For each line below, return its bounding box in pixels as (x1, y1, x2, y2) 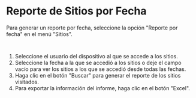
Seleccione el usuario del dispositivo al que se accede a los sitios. (14, 52, 178, 60)
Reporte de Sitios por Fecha (6, 4, 147, 18)
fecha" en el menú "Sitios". (6, 30, 73, 37)
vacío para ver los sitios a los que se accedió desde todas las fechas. (14, 65, 186, 73)
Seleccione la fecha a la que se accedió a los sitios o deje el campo (14, 59, 182, 66)
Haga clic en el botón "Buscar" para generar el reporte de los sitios (14, 72, 181, 79)
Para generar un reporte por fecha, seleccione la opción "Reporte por (6, 24, 178, 31)
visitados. (14, 78, 39, 85)
